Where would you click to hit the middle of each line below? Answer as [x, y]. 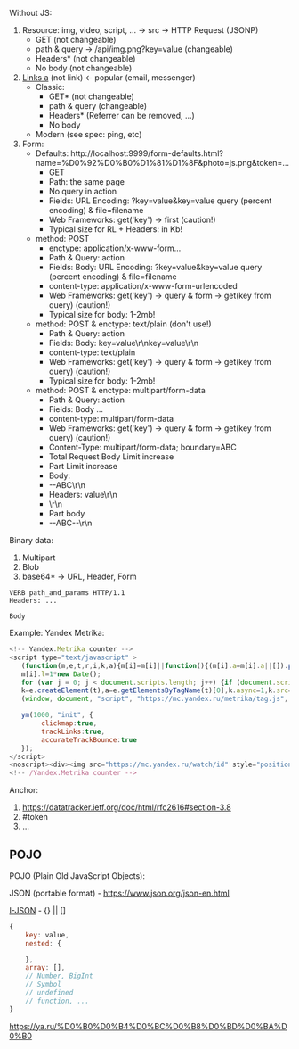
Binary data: [31, 540]
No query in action [83, 191]
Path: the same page [86, 182]
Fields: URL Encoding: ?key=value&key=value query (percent [160, 201]
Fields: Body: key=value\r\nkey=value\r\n [123, 343]
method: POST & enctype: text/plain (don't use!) [123, 324]
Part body [67, 513]
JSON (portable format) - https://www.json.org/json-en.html [119, 893]
